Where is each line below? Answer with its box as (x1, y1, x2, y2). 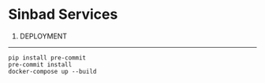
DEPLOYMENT (19, 31, 68, 41)
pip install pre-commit (8, 53, 87, 62)
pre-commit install (8, 60, 73, 68)
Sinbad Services (8, 5, 118, 23)
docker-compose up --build (8, 67, 97, 75)
